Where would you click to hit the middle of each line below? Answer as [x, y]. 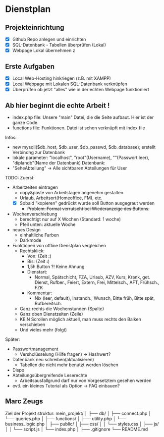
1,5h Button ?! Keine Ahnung [56, 267]
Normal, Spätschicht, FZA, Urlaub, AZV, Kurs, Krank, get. [92, 277]
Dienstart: [37, 272]
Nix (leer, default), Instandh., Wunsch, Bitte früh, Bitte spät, [95, 298]
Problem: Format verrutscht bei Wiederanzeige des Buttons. [88, 209]
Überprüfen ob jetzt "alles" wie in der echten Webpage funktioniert [81, 90]
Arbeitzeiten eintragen [35, 187]
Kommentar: [40, 293]
